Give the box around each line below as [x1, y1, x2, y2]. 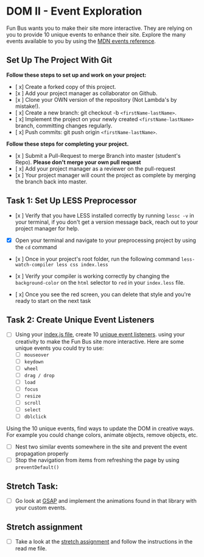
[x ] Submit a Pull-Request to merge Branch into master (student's [15, 152, 181, 159]
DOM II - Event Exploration [6, 4, 142, 18]
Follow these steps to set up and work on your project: [6, 71, 147, 79]
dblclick [24, 414, 47, 420]
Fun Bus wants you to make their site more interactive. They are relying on [6, 24, 193, 32]
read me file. [15, 545, 47, 552]
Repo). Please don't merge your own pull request [15, 158, 141, 166]
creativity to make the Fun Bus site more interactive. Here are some [15, 338, 185, 345]
